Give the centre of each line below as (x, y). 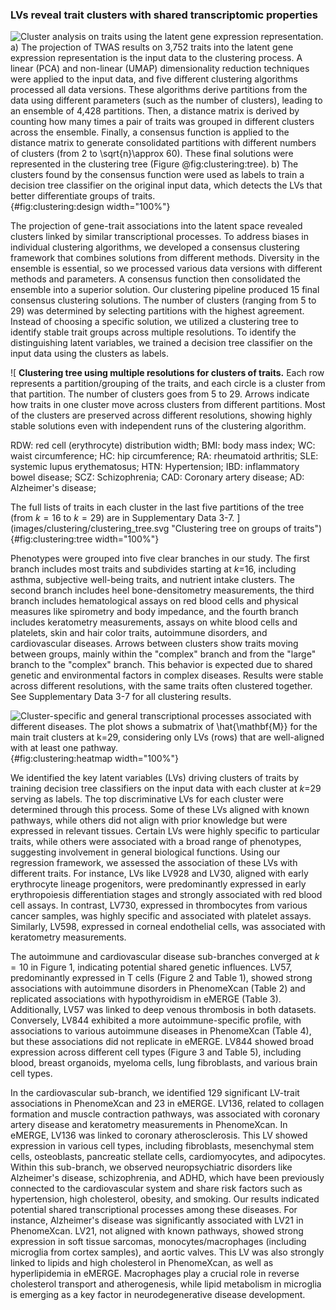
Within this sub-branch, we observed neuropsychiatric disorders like (151, 1167)
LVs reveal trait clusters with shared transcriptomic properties (164, 15)
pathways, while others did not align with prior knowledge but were (149, 820)
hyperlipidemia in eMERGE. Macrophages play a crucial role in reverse (155, 1274)
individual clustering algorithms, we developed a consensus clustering (155, 247)
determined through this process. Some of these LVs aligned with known (160, 810)
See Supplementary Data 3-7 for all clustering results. (121, 697)
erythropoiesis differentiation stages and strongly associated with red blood (166, 895)
